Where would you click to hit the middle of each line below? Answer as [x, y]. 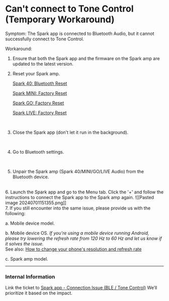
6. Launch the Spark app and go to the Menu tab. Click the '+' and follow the [84, 192]
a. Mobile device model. [30, 223]
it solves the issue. [24, 243]
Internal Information [30, 277]
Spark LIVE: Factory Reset [39, 113]
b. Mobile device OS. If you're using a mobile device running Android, [77, 233]
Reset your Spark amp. [36, 73]
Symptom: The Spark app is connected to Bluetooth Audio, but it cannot [80, 33]
